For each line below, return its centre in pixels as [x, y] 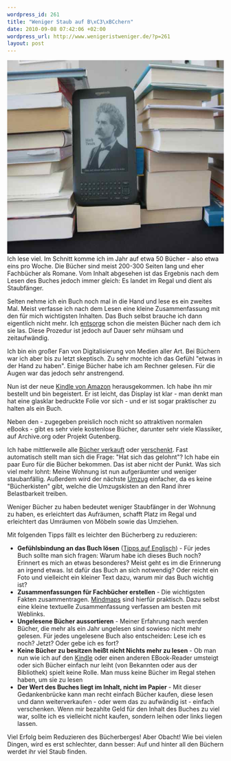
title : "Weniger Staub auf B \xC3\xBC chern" [70, 22]
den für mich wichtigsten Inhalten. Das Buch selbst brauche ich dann [105, 316]
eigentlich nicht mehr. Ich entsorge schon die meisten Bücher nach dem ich [114, 323]
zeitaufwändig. [28, 338]
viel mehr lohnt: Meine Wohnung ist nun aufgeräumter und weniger [102, 472]
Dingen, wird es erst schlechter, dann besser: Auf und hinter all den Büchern [115, 744]
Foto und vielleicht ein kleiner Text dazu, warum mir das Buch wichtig [115, 577]
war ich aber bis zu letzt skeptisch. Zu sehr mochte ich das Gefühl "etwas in [115, 358]
